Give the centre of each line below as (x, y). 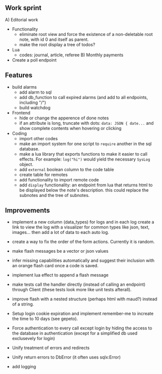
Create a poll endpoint (34, 60)
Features (19, 75)
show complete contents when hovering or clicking (70, 128)
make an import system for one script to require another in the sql (85, 144)
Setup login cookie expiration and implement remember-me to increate (83, 314)
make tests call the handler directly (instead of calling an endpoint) (79, 285)
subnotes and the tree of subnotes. (54, 195)
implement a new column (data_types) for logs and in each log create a (83, 222)
